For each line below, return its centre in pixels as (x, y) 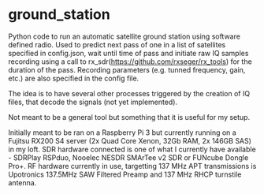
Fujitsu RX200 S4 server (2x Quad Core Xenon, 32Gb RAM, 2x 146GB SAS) (130, 140)
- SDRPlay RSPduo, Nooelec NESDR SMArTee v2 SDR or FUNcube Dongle (128, 157)
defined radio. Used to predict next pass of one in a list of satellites (117, 44)
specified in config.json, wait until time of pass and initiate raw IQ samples (128, 53)
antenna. (22, 182)
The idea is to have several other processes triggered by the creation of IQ (129, 93)
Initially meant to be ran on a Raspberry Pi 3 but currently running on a (122, 132)
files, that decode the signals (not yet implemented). (93, 102)
